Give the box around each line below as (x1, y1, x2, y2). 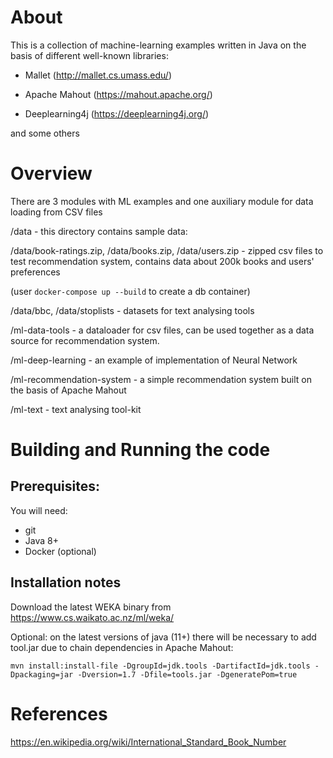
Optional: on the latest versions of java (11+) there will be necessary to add (10, 631, 317, 643)
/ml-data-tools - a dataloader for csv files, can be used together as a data (10, 324, 315, 336)
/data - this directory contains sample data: (10, 225, 188, 237)
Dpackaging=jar (10, 669, 74, 680)
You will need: (10, 504, 68, 516)
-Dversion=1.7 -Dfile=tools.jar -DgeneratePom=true (77, 669, 298, 680)
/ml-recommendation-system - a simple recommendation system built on (10, 373, 312, 385)
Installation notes (10, 574, 122, 591)
